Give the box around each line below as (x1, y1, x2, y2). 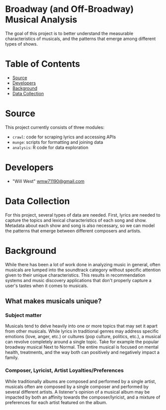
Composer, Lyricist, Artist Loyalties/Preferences (5, 367, 124, 374)
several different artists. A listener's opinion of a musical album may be (5, 389, 150, 395)
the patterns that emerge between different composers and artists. (5, 228, 142, 234)
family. (5, 354, 19, 360)
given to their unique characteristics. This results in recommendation (5, 272, 146, 278)
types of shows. (5, 41, 38, 47)
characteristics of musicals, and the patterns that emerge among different (5, 36, 156, 42)
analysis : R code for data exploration (12, 144, 88, 150)
